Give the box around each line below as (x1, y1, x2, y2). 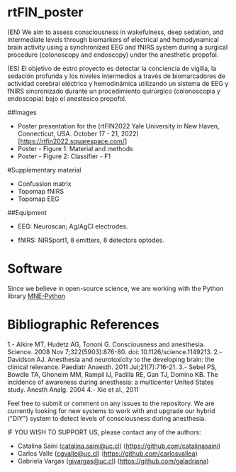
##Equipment (7, 208, 47, 216)
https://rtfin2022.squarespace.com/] (20, 136, 128, 146)
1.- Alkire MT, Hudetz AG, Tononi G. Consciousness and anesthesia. (7, 340, 206, 348)
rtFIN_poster (7, 4, 84, 21)
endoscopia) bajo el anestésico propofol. (7, 94, 127, 103)
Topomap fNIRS (17, 187, 64, 195)
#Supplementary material (7, 165, 82, 174)
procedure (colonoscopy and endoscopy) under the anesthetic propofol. (7, 50, 219, 59)
